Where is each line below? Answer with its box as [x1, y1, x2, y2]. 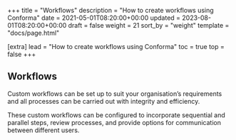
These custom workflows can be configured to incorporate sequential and [7, 110, 226, 119]
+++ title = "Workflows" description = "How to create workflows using [7, 6, 214, 14]
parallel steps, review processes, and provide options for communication [7, 118, 221, 126]
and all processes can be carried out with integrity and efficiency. [7, 97, 200, 105]
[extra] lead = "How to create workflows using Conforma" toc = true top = [7, 43, 225, 50]
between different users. [7, 126, 80, 134]
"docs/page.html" [7, 28, 60, 37]
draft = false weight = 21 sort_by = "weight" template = [68, 21, 230, 29]
